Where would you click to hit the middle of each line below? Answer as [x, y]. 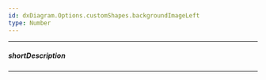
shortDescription [37, 55]
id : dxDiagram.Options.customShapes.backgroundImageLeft [104, 15]
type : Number [30, 23]
